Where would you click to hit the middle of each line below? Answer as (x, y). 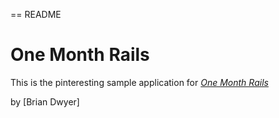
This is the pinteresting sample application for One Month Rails (139, 82)
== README (36, 14)
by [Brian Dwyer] (45, 101)
